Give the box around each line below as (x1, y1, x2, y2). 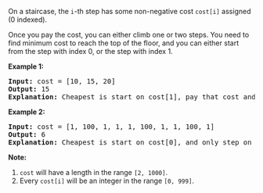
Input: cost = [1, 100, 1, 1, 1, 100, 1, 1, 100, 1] (8, 123, 215, 131)
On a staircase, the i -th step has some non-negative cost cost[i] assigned (8, 7, 251, 16)
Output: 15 (8, 85, 50, 93)
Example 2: (8, 107, 45, 116)
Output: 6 (8, 130, 45, 139)
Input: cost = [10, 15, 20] (8, 77, 116, 85)
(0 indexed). (8, 15, 48, 24)
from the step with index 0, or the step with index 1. (8, 47, 174, 55)
